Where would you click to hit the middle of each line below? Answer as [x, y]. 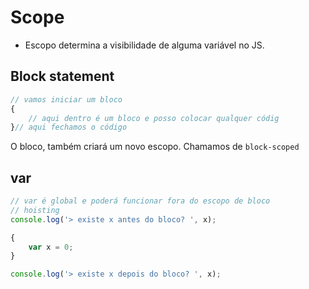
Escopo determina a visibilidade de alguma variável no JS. [144, 45]
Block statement [62, 76]
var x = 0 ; [51, 247]
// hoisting [35, 210]
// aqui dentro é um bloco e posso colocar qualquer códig [154, 118]
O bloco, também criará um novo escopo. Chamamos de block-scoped [155, 147]
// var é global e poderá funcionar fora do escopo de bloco [140, 201]
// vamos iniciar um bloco [66, 99]
